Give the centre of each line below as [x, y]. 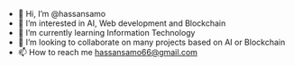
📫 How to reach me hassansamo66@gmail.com [108, 52]
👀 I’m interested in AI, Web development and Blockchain [122, 23]
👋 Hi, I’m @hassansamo [62, 14]
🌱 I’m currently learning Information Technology [106, 33]
